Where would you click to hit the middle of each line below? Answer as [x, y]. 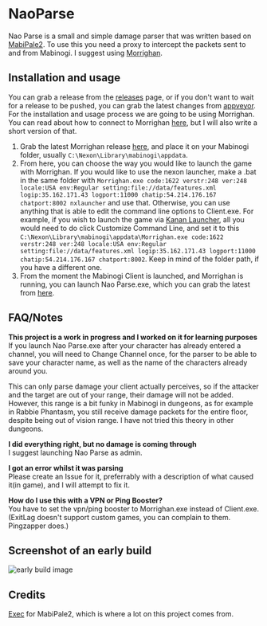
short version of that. [43, 131]
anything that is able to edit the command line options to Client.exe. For [137, 211]
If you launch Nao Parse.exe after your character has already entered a [125, 345]
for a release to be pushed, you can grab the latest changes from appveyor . [132, 105]
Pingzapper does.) [39, 526]
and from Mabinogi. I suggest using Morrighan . [86, 53]
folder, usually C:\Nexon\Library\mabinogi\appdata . [104, 155]
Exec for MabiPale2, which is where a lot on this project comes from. [121, 614]
